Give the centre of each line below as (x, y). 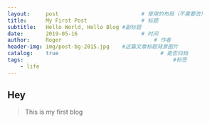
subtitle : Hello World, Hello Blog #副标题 (74, 27)
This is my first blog (54, 112)
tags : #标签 (97, 60)
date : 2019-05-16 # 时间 (83, 34)
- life (30, 66)
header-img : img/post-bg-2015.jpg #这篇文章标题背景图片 (93, 47)
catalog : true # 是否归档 (98, 54)
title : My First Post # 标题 (83, 20)
